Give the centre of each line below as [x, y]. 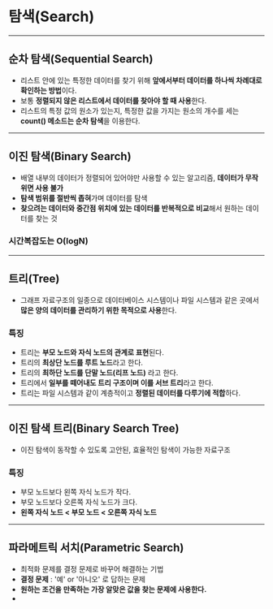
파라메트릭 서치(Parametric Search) [96, 548]
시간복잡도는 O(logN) [48, 241]
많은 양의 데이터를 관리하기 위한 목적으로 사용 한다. [98, 310]
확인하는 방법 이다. [48, 90]
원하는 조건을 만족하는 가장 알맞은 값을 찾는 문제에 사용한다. [113, 589]
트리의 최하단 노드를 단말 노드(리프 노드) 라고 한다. [99, 372]
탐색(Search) [52, 17]
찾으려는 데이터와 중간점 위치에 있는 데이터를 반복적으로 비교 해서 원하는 [132, 208]
